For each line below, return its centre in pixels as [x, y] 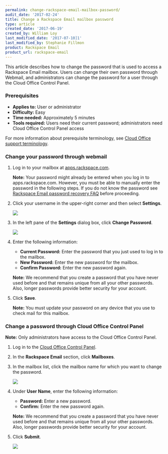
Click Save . [24, 298]
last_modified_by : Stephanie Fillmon [45, 43]
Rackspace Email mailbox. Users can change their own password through [81, 72]
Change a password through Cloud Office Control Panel [74, 327]
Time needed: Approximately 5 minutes [54, 117]
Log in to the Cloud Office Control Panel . [54, 347]
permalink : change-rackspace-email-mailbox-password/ [63, 10]
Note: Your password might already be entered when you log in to [81, 177]
